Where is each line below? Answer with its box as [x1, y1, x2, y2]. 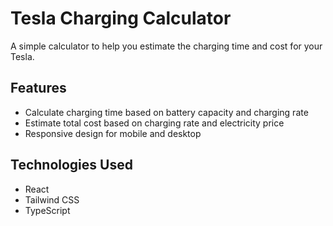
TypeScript [24, 204, 71, 216]
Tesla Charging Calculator [10, 7, 232, 30]
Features [10, 80, 67, 97]
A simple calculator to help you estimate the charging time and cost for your [10, 40, 323, 52]
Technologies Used [10, 157, 133, 174]
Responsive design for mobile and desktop [24, 127, 202, 139]
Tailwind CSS [24, 193, 80, 206]
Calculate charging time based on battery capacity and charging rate [24, 106, 309, 118]
